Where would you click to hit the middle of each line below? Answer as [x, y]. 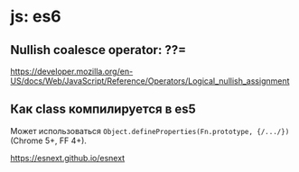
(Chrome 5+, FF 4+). [48, 140]
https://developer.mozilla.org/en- [72, 71]
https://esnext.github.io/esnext [68, 158]
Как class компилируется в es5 [103, 109]
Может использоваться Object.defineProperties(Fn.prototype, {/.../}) [150, 131]
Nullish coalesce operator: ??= [98, 50]
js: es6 [36, 17]
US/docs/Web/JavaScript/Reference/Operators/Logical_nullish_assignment [150, 81]
